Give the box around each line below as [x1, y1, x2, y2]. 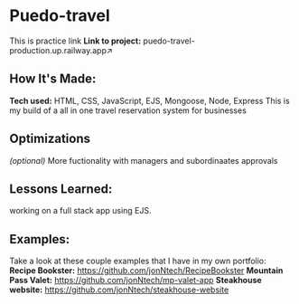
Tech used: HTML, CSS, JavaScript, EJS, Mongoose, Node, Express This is [9, 95, 291, 106]
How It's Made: [9, 71, 97, 87]
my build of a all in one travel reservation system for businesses [9, 105, 247, 116]
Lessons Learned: [9, 181, 113, 196]
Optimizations [9, 131, 90, 147]
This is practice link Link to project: [9, 35, 142, 46]
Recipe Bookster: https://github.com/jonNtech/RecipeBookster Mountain [9, 265, 284, 276]
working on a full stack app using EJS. [9, 205, 152, 216]
